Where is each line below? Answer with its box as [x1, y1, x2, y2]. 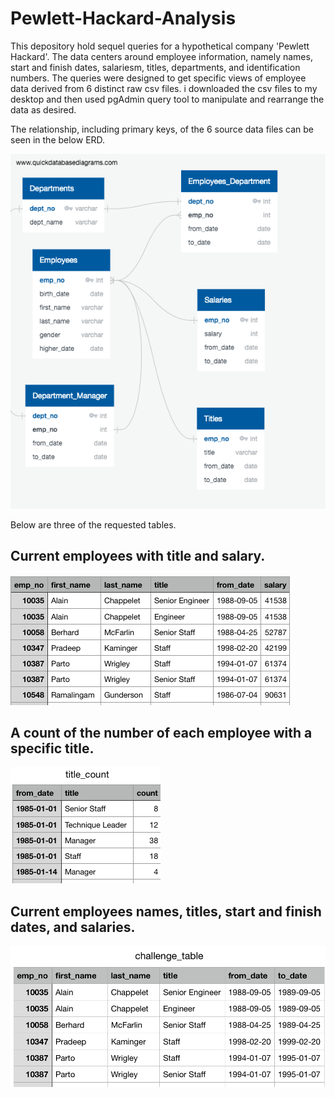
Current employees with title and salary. [10, 548, 266, 565]
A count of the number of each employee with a [10, 725, 313, 742]
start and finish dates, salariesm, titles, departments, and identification [10, 61, 301, 73]
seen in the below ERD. [10, 133, 106, 146]
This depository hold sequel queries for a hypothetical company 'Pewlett [10, 40, 310, 52]
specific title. [10, 740, 95, 757]
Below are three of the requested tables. [10, 518, 177, 531]
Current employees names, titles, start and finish [10, 903, 322, 920]
